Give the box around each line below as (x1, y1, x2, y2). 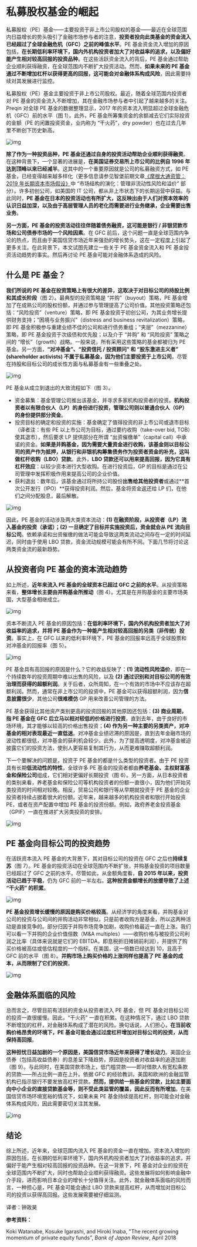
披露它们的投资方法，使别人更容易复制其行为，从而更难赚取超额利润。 (6, 744, 176, 751)
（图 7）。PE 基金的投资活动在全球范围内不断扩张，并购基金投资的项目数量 (11, 862, 191, 870)
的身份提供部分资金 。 (14, 411, 66, 418)
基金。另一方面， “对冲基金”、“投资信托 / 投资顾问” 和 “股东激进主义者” (6, 345, 179, 353)
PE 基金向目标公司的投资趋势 (6, 838, 110, 848)
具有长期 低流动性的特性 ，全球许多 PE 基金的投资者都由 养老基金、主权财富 (6, 764, 185, 771)
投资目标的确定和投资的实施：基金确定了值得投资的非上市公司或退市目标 (14, 419, 189, 426)
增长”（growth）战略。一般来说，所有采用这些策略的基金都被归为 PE (20, 338, 186, 345)
